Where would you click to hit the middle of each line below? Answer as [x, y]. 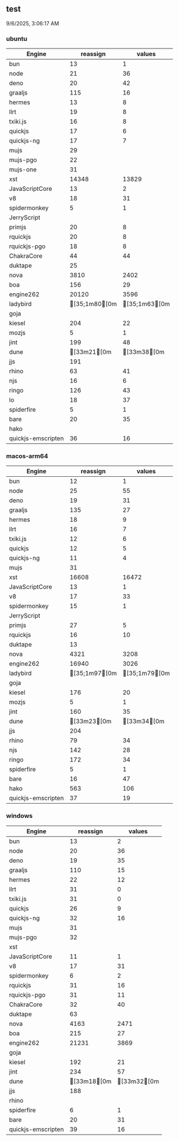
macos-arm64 [27, 456]
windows [19, 816]
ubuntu [17, 38]
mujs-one [23, 170]
